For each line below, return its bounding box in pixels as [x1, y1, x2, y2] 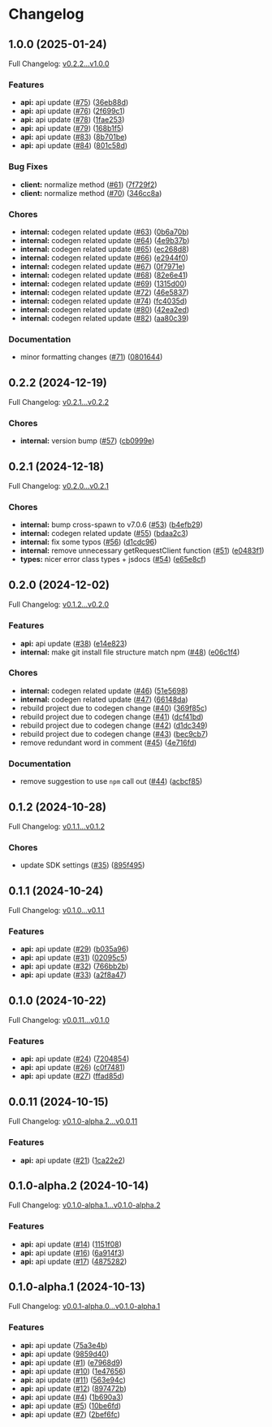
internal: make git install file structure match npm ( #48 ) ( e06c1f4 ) [19, 647, 240, 657]
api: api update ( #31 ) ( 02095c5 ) [19, 953, 127, 963]
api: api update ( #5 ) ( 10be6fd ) [19, 1400, 122, 1411]
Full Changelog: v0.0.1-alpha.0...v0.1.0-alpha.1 [8, 1302, 161, 1312]
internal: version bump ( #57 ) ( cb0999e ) [19, 436, 155, 446]
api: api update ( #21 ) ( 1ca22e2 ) [19, 1155, 126, 1165]
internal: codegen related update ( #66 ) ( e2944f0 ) [19, 253, 189, 263]
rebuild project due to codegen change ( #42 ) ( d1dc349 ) [19, 720, 209, 730]
